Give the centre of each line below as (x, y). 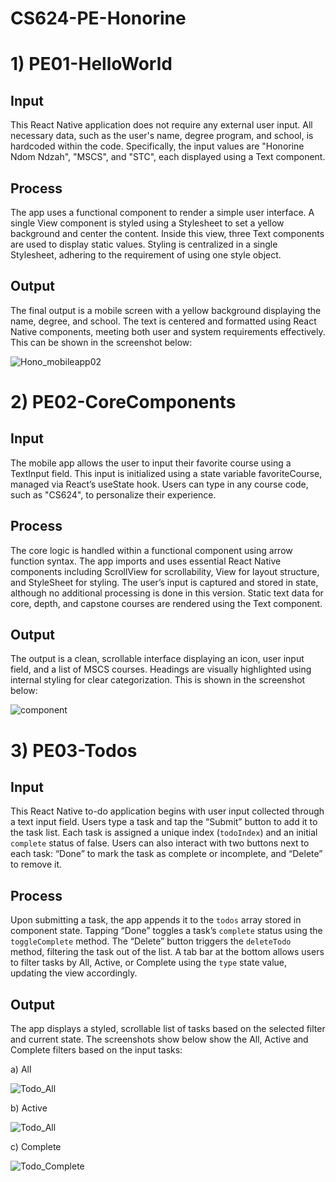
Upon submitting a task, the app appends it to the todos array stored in (156, 920)
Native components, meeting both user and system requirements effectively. (168, 331)
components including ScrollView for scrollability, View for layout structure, (165, 571)
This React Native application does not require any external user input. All (161, 125)
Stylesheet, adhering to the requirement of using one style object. (146, 255)
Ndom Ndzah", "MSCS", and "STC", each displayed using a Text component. (168, 157)
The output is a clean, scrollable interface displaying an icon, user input (157, 659)
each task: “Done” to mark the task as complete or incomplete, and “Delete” (166, 854)
